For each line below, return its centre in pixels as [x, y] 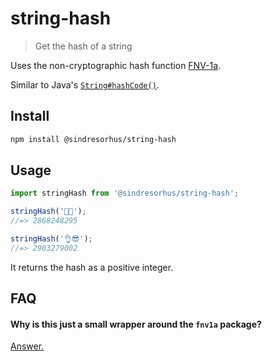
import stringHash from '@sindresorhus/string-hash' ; [125, 193]
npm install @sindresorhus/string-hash [93, 139]
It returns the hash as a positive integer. [92, 267]
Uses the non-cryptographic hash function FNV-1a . [116, 65]
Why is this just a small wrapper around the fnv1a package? [136, 324]
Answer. [27, 346]
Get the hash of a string [83, 46]
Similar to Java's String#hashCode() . [85, 84]
